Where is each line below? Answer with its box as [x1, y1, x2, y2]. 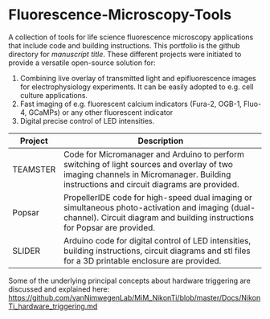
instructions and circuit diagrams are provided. [63, 178, 239, 190]
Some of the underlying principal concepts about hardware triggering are [8, 276, 251, 285]
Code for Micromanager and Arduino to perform [63, 149, 245, 160]
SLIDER [12, 245, 41, 256]
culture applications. [19, 90, 88, 100]
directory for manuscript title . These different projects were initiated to [8, 49, 242, 59]
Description [137, 135, 184, 146]
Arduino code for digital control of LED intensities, [63, 235, 252, 246]
